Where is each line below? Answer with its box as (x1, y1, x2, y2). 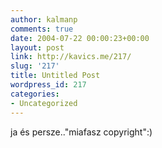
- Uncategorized (10, 98, 78, 108)
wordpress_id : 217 (10, 80, 87, 90)
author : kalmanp (10, 14, 78, 25)
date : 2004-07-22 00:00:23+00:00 (10, 33, 150, 43)
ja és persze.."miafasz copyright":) (10, 126, 153, 138)
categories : (10, 89, 60, 99)
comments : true (10, 24, 74, 34)
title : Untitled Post (10, 71, 101, 81)
